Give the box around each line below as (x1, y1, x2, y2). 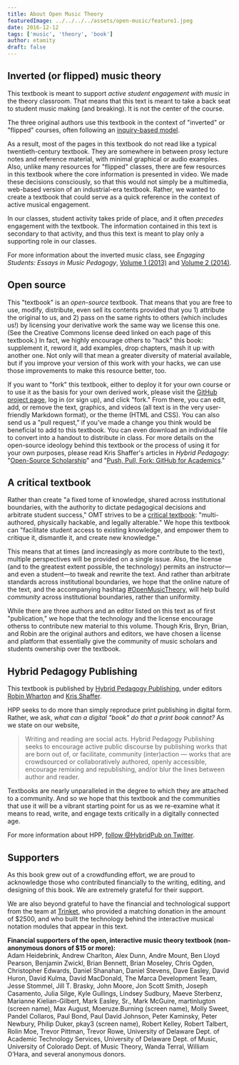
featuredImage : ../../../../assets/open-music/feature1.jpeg (7, 17, 193, 24)
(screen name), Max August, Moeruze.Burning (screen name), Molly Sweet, (7, 1004, 230, 1013)
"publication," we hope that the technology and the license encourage (7, 614, 213, 623)
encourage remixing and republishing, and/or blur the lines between (24, 765, 225, 774)
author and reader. (24, 773, 80, 781)
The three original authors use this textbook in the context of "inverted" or (7, 118, 225, 126)
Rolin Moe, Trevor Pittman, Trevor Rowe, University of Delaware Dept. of (7, 1027, 220, 1036)
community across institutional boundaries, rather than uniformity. (7, 593, 202, 601)
